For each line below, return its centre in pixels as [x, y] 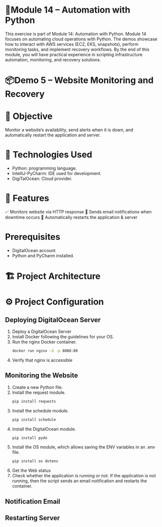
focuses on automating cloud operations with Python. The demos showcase [81, 39]
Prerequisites [33, 237]
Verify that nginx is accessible [42, 360]
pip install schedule [34, 420]
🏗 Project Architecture [53, 276]
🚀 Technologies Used [49, 155]
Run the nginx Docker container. [44, 342]
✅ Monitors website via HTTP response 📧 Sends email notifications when [78, 212]
